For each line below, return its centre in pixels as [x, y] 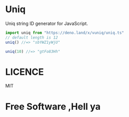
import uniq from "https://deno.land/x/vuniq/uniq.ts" [65, 33]
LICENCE [25, 72]
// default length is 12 [32, 37]
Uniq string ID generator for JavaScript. [47, 23]
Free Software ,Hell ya [53, 107]
